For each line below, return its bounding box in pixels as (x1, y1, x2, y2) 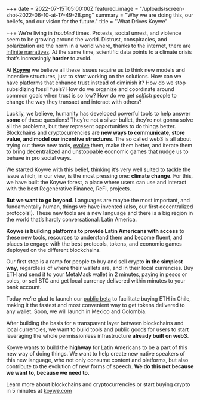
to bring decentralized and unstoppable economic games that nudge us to (6, 148, 189, 155)
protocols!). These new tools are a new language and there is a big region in (6, 210, 193, 216)
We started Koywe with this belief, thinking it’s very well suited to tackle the (6, 166, 191, 173)
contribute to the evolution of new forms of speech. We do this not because (6, 363, 194, 370)
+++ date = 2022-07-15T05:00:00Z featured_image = (6, 5, 139, 12)
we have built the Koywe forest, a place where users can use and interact (6, 179, 187, 186)
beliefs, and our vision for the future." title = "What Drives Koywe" (6, 18, 168, 25)
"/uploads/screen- (139, 5, 185, 12)
